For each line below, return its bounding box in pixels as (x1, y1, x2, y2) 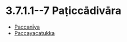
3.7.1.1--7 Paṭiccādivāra (5, 4, 122, 17)
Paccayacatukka (14, 29, 55, 36)
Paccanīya (14, 23, 40, 30)
